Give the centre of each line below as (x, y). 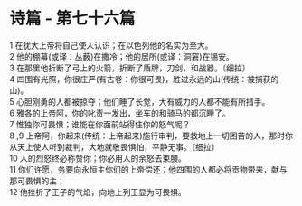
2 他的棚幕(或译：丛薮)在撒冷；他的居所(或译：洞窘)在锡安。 (122, 56)
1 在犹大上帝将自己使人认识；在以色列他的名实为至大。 (111, 45)
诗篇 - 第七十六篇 (72, 19)
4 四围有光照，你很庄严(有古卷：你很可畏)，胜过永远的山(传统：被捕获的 (144, 79)
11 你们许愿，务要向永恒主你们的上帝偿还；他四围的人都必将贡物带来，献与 (148, 169)
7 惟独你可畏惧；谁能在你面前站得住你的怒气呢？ (100, 124)
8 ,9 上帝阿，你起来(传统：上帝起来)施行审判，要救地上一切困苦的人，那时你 (151, 136)
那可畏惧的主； (37, 181)
